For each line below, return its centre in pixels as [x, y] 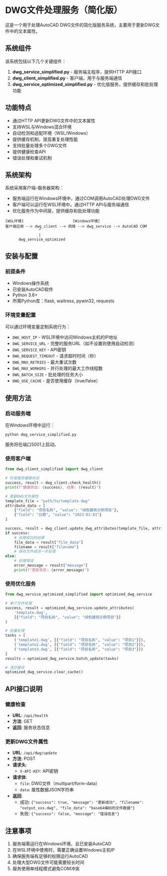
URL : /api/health [30, 715]
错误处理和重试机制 [32, 158]
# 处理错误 [24, 561]
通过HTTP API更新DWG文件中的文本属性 [54, 120]
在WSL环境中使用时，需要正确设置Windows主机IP [64, 850]
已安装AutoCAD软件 [33, 289]
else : [11, 556]
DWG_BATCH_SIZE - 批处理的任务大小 [48, 375]
